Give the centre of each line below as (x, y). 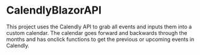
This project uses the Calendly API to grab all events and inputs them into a (99, 27)
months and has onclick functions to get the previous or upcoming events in (100, 39)
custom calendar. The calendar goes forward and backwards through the (97, 33)
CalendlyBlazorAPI (54, 10)
